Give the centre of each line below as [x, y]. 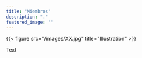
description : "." [27, 17]
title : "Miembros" [28, 11]
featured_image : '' [30, 22]
